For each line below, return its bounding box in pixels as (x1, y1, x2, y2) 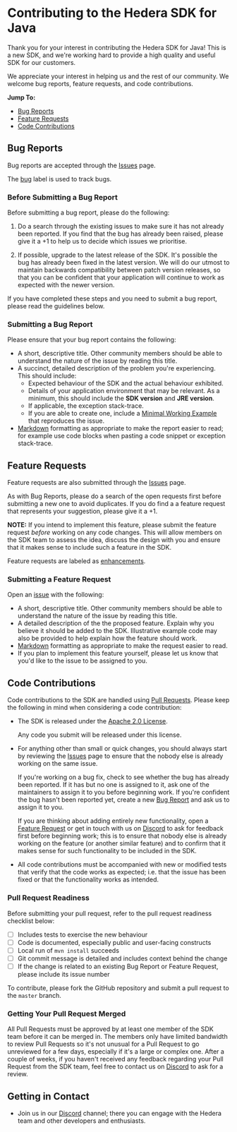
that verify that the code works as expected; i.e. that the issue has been (17, 868, 226, 877)
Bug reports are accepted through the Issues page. (7, 161, 157, 169)
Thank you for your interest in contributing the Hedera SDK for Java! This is (7, 43, 226, 52)
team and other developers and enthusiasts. (17, 1116, 146, 1125)
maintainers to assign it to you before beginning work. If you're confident (17, 788, 230, 797)
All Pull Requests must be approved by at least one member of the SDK (7, 1025, 214, 1033)
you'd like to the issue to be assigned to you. (17, 656, 148, 665)
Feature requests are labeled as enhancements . (7, 557, 146, 565)
